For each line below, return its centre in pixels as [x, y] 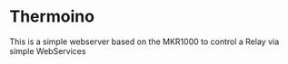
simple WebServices [48, 50]
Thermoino [52, 17]
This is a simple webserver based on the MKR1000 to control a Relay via [144, 41]
